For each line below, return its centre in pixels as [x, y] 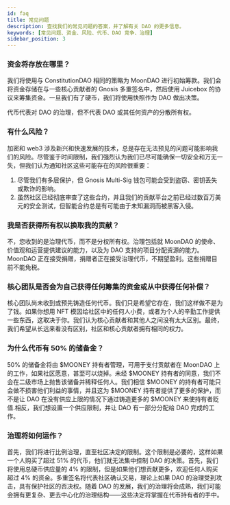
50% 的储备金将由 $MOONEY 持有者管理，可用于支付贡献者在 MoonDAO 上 [114, 364]
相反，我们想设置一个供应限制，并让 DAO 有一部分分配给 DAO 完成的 [112, 407]
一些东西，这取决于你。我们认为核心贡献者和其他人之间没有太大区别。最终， [115, 320]
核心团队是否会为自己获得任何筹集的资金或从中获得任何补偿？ [109, 287]
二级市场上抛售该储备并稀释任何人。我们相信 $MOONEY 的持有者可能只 [120, 381]
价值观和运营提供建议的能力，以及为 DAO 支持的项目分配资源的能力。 [105, 250]
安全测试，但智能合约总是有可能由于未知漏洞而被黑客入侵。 [113, 205]
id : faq [18, 13]
